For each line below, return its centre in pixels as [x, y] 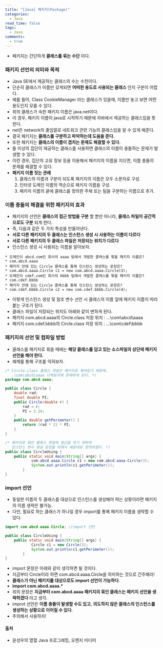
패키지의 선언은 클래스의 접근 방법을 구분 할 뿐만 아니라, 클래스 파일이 [77, 216]
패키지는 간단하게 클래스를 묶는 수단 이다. [51, 56]
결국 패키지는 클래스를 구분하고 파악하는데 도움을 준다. [63, 136]
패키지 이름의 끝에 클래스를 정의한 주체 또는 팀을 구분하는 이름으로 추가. [87, 191]
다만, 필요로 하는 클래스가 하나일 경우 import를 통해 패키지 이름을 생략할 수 [83, 512]
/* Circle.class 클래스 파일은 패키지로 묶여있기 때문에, [57, 371]
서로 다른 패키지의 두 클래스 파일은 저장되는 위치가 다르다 [65, 241]
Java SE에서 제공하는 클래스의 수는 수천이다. [55, 81]
